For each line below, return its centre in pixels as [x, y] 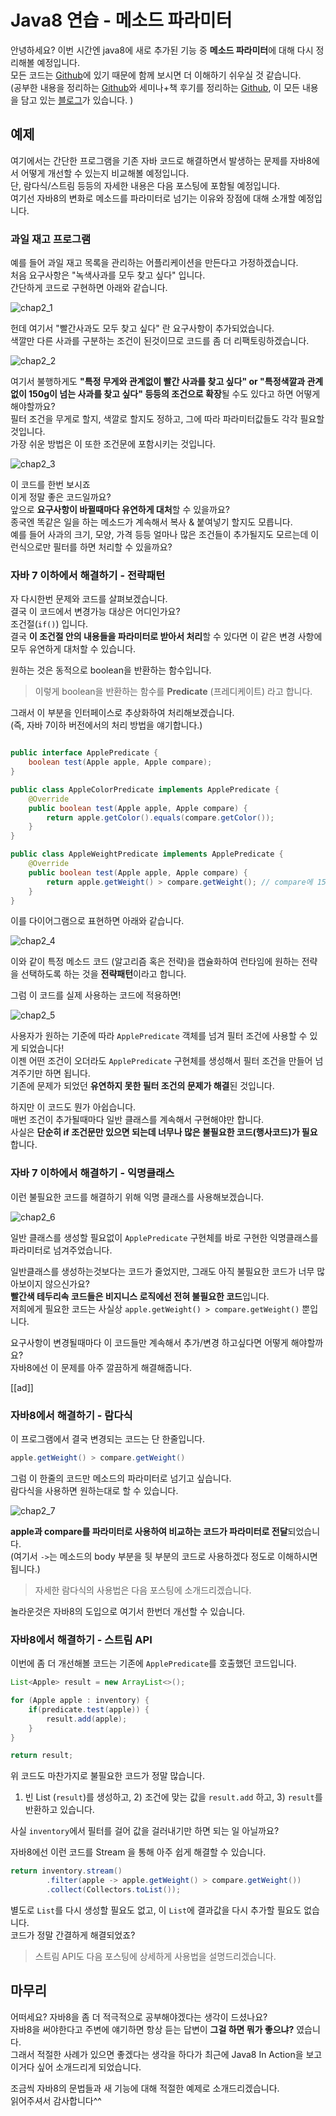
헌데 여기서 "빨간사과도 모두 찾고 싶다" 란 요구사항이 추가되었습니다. [142, 328]
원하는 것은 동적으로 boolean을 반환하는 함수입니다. [111, 670]
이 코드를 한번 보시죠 [50, 485]
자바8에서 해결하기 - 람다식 [71, 1415]
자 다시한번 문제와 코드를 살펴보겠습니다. [89, 599]
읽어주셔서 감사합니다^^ [56, 2100]
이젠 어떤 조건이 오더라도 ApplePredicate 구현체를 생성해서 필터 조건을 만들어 [161, 1061]
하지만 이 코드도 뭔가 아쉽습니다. [73, 1107]
